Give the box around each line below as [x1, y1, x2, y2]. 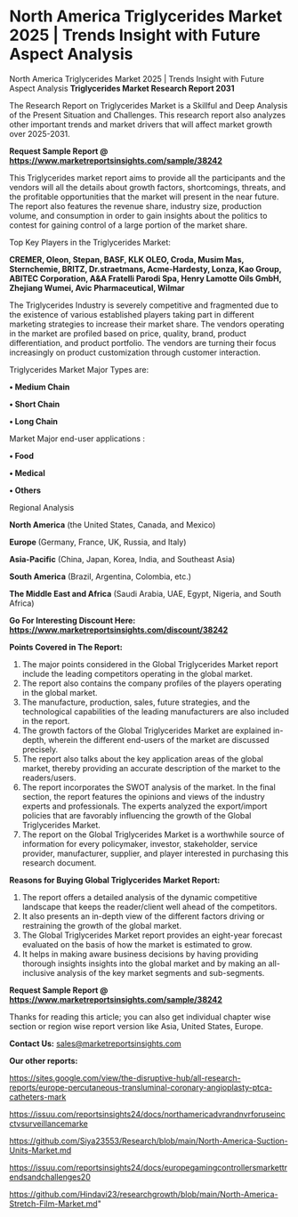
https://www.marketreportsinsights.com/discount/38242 [9, 625, 229, 635]
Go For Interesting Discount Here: [9, 615, 136, 625]
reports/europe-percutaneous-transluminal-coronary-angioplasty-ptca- [9, 1082, 273, 1092]
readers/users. [21, 772, 77, 783]
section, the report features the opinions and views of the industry [21, 791, 265, 802]
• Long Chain [9, 415, 59, 426]
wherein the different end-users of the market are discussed [47, 734, 270, 745]
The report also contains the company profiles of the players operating [21, 678, 282, 689]
